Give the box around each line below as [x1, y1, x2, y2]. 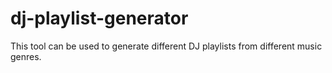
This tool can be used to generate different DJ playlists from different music [10, 40, 323, 52]
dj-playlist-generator [10, 7, 189, 30]
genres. [10, 50, 42, 62]
